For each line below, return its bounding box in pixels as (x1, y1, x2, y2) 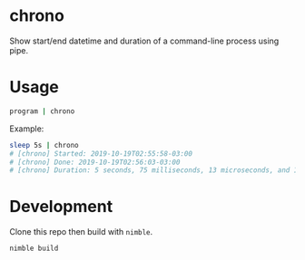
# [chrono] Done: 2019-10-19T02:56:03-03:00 (9, 158, 181, 167)
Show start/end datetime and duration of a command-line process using (9, 35, 280, 46)
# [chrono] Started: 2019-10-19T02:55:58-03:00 (9, 149, 193, 159)
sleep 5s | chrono (9, 140, 79, 149)
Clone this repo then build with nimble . (9, 226, 153, 237)
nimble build (9, 244, 59, 254)
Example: (9, 123, 44, 134)
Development (9, 197, 113, 217)
